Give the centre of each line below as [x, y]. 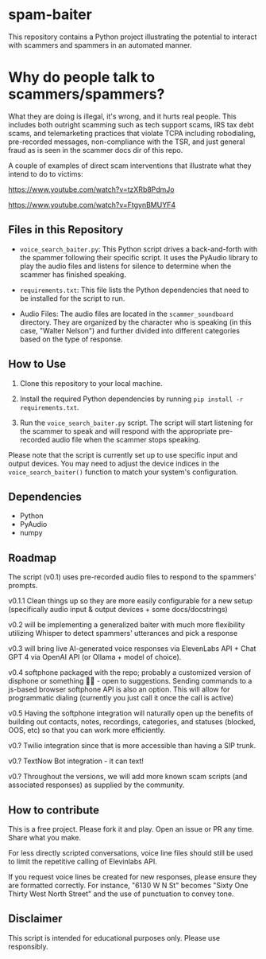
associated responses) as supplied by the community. [96, 785]
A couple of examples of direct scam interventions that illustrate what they [130, 166]
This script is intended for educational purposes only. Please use [114, 938]
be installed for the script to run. [72, 298]
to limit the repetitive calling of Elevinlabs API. [83, 861]
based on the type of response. [71, 339]
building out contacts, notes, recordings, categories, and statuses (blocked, [132, 722]
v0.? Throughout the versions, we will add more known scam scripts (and [128, 777]
